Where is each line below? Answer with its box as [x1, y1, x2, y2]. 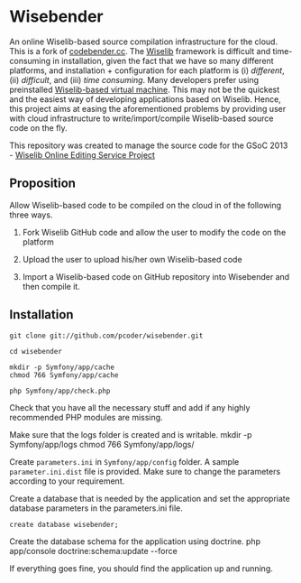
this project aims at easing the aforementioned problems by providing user [9, 103, 287, 114]
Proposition [9, 176, 77, 191]
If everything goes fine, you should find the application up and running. [9, 562, 273, 574]
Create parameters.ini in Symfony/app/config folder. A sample [9, 456, 240, 467]
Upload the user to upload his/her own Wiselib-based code [22, 254, 242, 264]
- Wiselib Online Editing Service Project [9, 149, 156, 160]
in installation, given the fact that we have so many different [52, 55, 274, 66]
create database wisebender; [9, 520, 119, 529]
